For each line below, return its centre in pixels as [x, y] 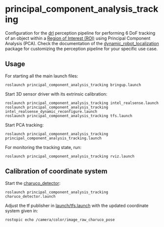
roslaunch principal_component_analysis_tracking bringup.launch [73, 85]
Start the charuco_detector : [33, 183]
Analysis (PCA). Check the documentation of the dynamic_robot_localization [82, 43]
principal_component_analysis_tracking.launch [53, 138]
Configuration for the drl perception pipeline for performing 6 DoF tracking [80, 33]
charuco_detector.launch [30, 196]
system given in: [22, 211]
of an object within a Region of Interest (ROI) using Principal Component [78, 38]
